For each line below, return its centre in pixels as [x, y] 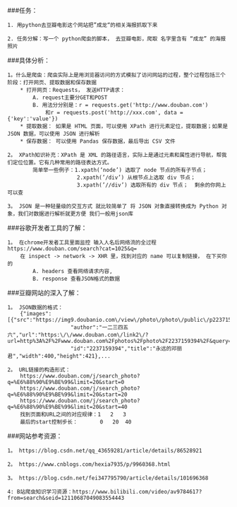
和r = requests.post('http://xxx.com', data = [114, 112]
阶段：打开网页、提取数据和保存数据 [52, 83]
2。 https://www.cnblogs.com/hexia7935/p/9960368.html [89, 465]
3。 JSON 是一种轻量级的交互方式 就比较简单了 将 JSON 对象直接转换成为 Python [113, 206]
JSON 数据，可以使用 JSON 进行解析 [54, 134]
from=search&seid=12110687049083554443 [66, 498]
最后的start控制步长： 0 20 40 [76, 422]
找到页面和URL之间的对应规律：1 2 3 [73, 414]
